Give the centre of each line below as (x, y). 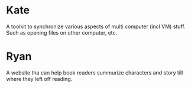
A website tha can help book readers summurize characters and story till (95, 72)
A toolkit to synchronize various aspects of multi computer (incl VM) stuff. (96, 26)
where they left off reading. (39, 79)
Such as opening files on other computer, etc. (62, 32)
